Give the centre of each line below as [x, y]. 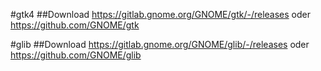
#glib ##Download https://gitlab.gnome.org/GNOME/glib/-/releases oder [160, 44]
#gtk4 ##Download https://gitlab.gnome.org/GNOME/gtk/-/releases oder [160, 14]
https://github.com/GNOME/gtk [75, 25]
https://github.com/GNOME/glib [76, 55]
